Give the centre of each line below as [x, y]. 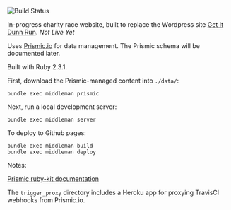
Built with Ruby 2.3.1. [37, 67]
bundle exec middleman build [50, 146]
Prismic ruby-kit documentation [53, 179]
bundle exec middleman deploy [52, 152]
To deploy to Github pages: [47, 133]
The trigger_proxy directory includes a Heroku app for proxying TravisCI [113, 192]
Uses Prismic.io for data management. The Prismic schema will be [103, 46]
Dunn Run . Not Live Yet [41, 32]
